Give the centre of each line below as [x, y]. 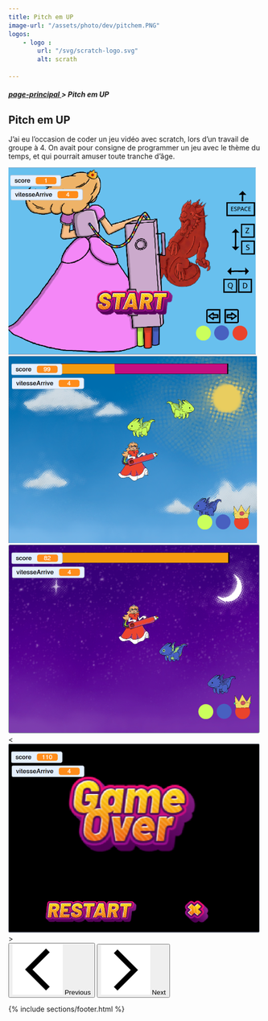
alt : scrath [58, 60]
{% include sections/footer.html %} [67, 1009]
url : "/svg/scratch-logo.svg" [88, 51]
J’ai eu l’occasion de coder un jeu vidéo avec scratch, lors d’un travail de [129, 139]
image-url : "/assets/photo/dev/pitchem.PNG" [84, 25]
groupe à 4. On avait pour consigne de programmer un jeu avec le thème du [134, 148]
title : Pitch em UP [41, 17]
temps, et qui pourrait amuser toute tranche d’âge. [92, 156]
